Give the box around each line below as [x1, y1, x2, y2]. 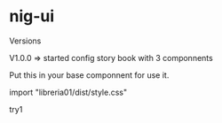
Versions [9, 35, 42, 46]
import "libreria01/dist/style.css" [9, 87, 127, 97]
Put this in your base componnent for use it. [9, 69, 170, 81]
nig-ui [9, 6, 55, 27]
